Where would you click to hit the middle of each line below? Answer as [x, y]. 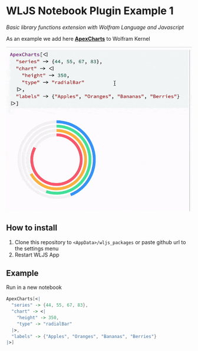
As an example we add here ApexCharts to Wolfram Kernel [78, 38]
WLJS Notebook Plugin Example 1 [90, 11]
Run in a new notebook [34, 287]
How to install [32, 228]
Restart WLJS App [37, 255]
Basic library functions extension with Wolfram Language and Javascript [95, 27]
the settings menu [37, 248]
